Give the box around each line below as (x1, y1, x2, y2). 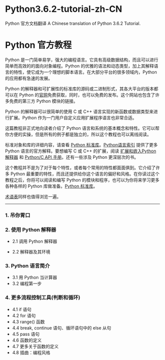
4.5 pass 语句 (12, 331, 40, 337)
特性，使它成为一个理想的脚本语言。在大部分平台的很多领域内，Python (13, 69, 157, 75)
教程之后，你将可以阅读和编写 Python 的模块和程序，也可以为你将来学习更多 (5, 177, 160, 183)
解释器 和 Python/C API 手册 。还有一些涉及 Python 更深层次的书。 (5, 154, 139, 160)
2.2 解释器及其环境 (12, 249, 51, 255)
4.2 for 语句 (12, 312, 36, 319)
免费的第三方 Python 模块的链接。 (9, 98, 78, 104)
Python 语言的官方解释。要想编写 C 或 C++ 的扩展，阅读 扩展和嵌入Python (5, 148, 156, 154)
